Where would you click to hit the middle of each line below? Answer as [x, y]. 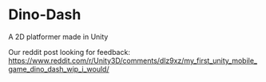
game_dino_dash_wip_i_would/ [59, 68]
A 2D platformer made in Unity [58, 37]
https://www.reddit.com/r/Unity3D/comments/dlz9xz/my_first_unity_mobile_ [133, 61]
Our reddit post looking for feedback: [69, 52]
